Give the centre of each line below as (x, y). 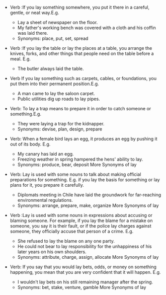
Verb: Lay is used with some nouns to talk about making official (75, 174)
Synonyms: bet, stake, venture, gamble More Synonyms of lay (82, 287)
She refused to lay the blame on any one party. (66, 241)
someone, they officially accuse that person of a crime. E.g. (72, 231)
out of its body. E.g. (30, 144)
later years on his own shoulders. (52, 252)
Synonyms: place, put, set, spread (53, 38)
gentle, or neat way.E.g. (34, 13)
